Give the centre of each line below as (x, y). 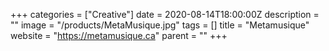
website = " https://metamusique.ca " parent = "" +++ (119, 35)
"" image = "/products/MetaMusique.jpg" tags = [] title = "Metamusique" (160, 25)
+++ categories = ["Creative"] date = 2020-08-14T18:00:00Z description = (165, 14)
